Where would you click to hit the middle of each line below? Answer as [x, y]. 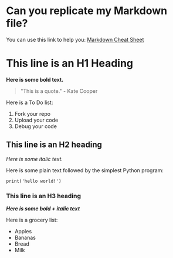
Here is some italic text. [35, 159]
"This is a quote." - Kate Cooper [59, 91]
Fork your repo [33, 113]
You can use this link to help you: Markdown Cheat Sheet [75, 39]
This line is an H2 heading [54, 145]
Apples [23, 231]
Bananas [25, 237]
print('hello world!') [34, 181]
